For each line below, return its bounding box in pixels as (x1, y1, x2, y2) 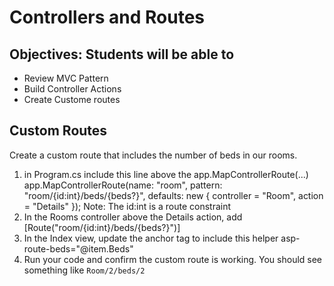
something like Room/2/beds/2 (23, 264, 146, 276)
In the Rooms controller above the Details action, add (23, 211, 243, 223)
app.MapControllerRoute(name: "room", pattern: (23, 179, 223, 191)
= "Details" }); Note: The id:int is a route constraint (23, 200, 232, 212)
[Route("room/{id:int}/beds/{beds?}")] (23, 221, 181, 233)
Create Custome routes (23, 94, 121, 105)
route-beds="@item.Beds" (23, 242, 134, 255)
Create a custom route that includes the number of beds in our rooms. (9, 149, 298, 161)
